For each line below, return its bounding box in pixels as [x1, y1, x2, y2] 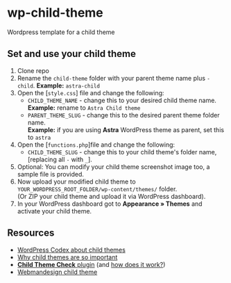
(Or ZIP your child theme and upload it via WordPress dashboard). [17, 192, 206, 200]
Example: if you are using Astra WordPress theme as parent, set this [27, 125, 224, 134]
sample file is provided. [17, 170, 85, 178]
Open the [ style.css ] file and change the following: [17, 88, 164, 97]
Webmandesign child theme [17, 268, 98, 276]
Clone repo [17, 66, 50, 74]
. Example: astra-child [33, 81, 101, 90]
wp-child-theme [7, 5, 104, 21]
